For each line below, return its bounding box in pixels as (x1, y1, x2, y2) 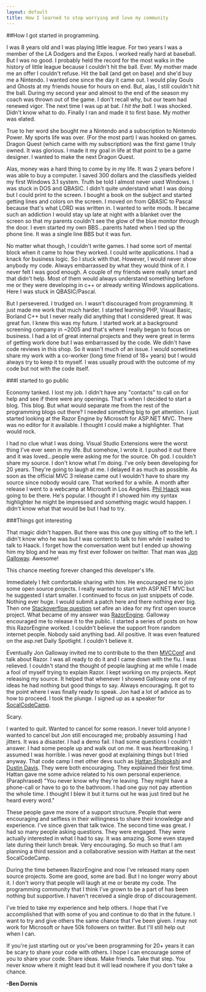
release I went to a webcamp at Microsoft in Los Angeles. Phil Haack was (6, 485, 191, 493)
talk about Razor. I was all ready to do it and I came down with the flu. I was (6, 655, 197, 663)
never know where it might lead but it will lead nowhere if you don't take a (6, 961, 193, 969)
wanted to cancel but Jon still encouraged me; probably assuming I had (6, 731, 188, 739)
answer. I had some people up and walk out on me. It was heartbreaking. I (6, 744, 193, 752)
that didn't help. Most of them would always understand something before (6, 274, 194, 282)
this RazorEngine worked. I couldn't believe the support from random (6, 624, 181, 631)
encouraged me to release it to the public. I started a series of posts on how (6, 617, 198, 625)
